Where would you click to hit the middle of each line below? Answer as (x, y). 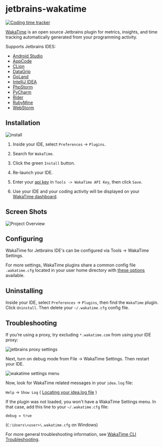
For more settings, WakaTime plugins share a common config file (71, 265)
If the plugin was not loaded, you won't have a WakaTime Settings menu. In (81, 402)
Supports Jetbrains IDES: (31, 46)
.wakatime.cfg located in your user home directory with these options (75, 270)
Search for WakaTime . (33, 153)
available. (15, 276)
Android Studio (27, 56)
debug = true (19, 416)
